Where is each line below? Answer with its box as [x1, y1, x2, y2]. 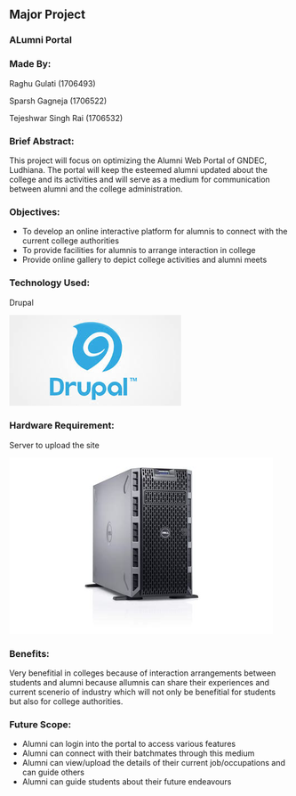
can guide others [21, 767, 85, 778]
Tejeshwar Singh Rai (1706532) [9, 112, 124, 123]
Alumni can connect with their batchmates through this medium [21, 748, 255, 759]
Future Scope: [9, 718, 72, 731]
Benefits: [9, 647, 51, 660]
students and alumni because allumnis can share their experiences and [9, 677, 269, 688]
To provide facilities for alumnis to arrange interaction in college [21, 245, 256, 256]
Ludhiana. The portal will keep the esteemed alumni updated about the [9, 164, 268, 175]
